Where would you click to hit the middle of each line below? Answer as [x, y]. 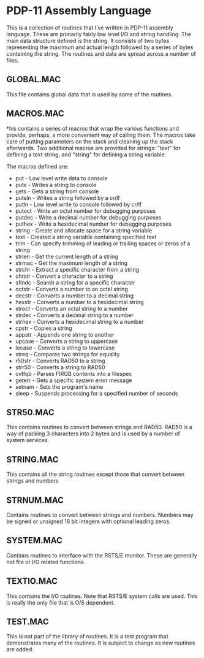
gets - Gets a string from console [57, 191]
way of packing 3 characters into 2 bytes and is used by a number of [93, 434]
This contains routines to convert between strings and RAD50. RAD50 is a [100, 427]
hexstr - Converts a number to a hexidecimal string [79, 302]
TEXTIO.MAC [32, 581]
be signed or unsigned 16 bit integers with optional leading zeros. [89, 521]
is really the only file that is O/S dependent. [61, 602]
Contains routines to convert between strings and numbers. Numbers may [100, 515]
